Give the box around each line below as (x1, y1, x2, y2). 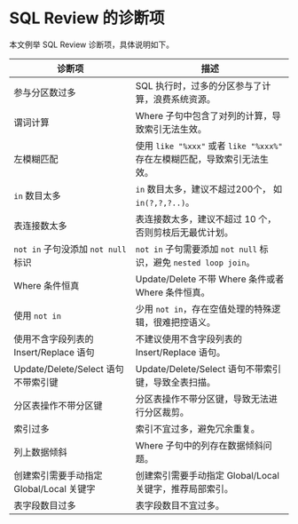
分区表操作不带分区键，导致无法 (135, 393, 269, 405)
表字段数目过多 (13, 499, 77, 512)
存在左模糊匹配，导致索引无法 (135, 153, 260, 165)
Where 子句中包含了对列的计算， (135, 109, 272, 122)
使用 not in (13, 309, 62, 322)
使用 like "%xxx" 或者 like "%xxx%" (135, 139, 283, 152)
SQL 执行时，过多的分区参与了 (135, 79, 263, 91)
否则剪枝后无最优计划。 (135, 226, 233, 238)
